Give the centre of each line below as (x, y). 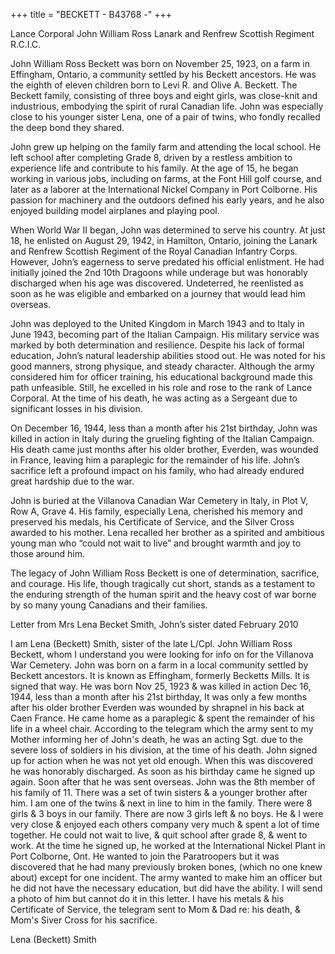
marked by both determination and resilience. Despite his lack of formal (157, 345)
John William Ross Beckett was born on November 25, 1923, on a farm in (160, 63)
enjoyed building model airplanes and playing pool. (115, 210)
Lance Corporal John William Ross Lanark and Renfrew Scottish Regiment (162, 33)
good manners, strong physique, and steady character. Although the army (162, 366)
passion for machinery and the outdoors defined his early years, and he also (167, 200)
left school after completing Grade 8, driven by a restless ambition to (151, 157)
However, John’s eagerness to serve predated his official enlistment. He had (167, 262)
